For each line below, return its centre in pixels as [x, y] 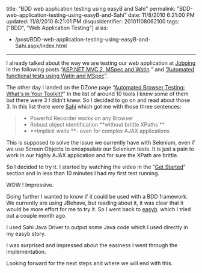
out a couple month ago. [37, 216]
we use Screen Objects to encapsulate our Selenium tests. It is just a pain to [100, 149]
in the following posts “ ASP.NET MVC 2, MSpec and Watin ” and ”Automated [100, 69]
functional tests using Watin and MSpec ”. [57, 76]
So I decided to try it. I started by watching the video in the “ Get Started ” [96, 167]
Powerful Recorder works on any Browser [81, 118]
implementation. [26, 252]
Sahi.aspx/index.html [41, 46]
